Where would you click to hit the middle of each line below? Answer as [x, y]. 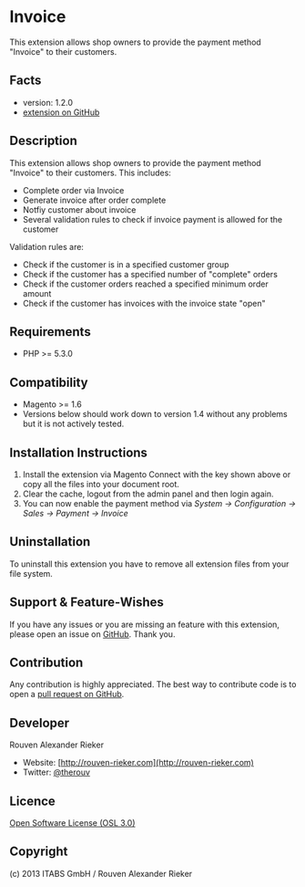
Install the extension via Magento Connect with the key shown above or [157, 475]
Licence [33, 801]
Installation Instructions [79, 452]
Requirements [50, 332]
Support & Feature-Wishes [86, 603]
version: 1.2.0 [48, 102]
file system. [31, 573]
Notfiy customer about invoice [79, 209]
